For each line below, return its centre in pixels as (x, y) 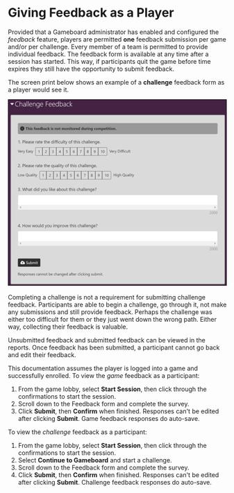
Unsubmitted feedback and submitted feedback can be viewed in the (107, 340)
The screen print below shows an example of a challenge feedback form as (116, 82)
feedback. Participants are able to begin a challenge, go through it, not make (117, 304)
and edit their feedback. (42, 354)
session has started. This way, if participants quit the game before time (109, 61)
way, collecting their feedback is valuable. (68, 327)
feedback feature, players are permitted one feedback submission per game (117, 39)
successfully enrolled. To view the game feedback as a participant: (104, 375)
